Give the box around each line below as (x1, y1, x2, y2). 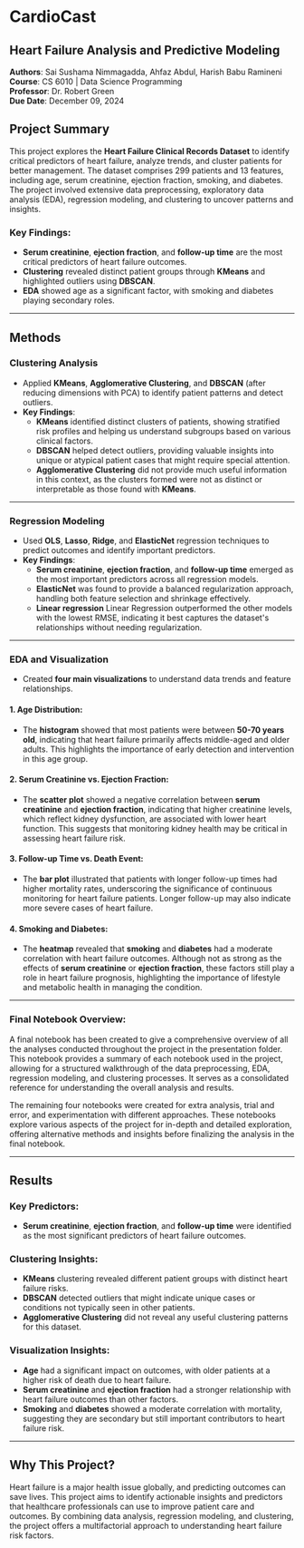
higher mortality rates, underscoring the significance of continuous (22, 883, 273, 894)
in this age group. (22, 753, 89, 764)
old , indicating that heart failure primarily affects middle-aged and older (22, 734, 290, 745)
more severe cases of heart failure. (22, 902, 154, 913)
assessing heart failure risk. (22, 832, 126, 843)
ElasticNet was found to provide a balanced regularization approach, (35, 583, 294, 595)
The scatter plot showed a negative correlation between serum (22, 793, 261, 804)
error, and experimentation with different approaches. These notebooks (9, 1109, 276, 1120)
